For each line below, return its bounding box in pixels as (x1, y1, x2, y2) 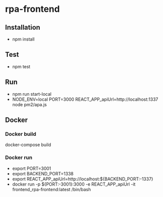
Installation (5, 23, 40, 32)
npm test (12, 63, 31, 70)
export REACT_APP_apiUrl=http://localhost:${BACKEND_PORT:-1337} (12, 176, 154, 182)
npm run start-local (12, 91, 52, 97)
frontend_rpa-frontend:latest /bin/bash (12, 186, 91, 192)
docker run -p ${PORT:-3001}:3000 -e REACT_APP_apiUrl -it (12, 181, 136, 187)
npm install (12, 36, 35, 42)
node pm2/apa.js (12, 101, 47, 107)
